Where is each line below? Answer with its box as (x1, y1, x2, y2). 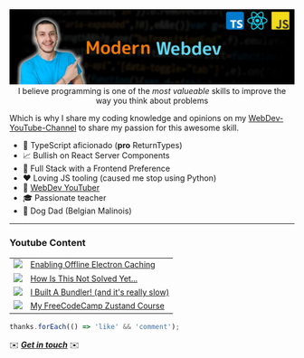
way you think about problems (95, 95, 209, 107)
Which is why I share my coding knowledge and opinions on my (9, 113, 247, 124)
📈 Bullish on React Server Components (22, 150, 170, 161)
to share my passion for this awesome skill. (78, 122, 240, 134)
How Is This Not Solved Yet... (30, 273, 138, 284)
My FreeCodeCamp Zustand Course (30, 300, 165, 311)
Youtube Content (9, 237, 86, 250)
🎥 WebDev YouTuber (22, 183, 100, 193)
